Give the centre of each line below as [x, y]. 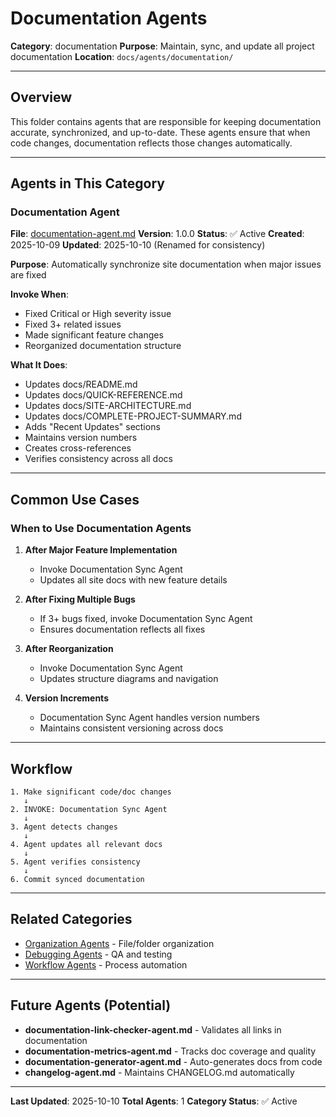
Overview [41, 97]
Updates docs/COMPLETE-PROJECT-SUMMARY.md [133, 416]
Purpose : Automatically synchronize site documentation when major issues [166, 264]
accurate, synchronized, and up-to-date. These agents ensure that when [160, 132]
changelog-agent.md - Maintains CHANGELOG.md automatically [159, 1072]
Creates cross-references [78, 448]
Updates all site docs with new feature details [133, 580]
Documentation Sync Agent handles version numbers [149, 718]
